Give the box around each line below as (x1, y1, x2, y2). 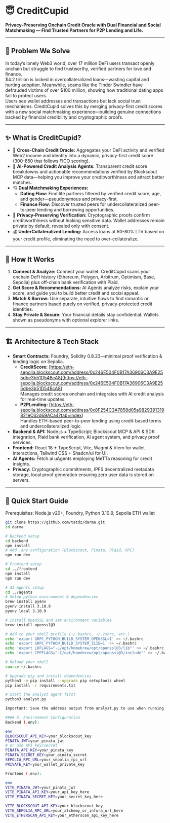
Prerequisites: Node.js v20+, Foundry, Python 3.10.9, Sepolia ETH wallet (5, 510, 155, 516)
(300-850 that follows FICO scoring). (12, 158, 90, 164)
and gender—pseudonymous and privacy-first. (20, 196, 118, 202)
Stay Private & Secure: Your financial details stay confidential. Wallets (12, 312, 159, 318)
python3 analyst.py (5, 697, 47, 702)
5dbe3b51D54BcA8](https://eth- (20, 375, 88, 381)
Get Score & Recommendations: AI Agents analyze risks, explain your (12, 284, 159, 291)
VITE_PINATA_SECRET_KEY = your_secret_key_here (5, 794, 103, 800)
